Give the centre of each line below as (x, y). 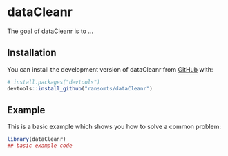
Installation (32, 53)
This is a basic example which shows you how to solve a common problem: (114, 127)
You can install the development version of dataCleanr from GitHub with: (110, 69)
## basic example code (40, 146)
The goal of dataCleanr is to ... (50, 31)
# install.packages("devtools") (54, 82)
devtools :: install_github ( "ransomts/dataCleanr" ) (80, 88)
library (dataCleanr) (37, 139)
